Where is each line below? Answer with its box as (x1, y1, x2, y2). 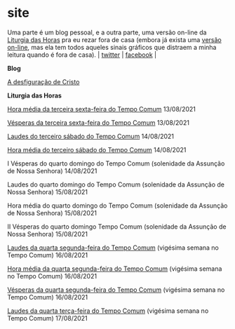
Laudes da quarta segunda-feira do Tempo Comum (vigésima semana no (7, 243, 220, 252)
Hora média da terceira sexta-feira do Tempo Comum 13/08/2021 (7, 105, 196, 113)
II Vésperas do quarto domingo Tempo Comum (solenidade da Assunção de (7, 222, 227, 231)
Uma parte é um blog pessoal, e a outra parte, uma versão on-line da (7, 28, 207, 36)
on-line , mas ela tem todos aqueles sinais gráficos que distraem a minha (7, 43, 217, 51)
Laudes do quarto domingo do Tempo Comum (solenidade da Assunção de (7, 180, 224, 189)
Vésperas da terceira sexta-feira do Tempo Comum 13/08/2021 (7, 118, 189, 127)
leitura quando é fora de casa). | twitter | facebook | (7, 51, 156, 59)
